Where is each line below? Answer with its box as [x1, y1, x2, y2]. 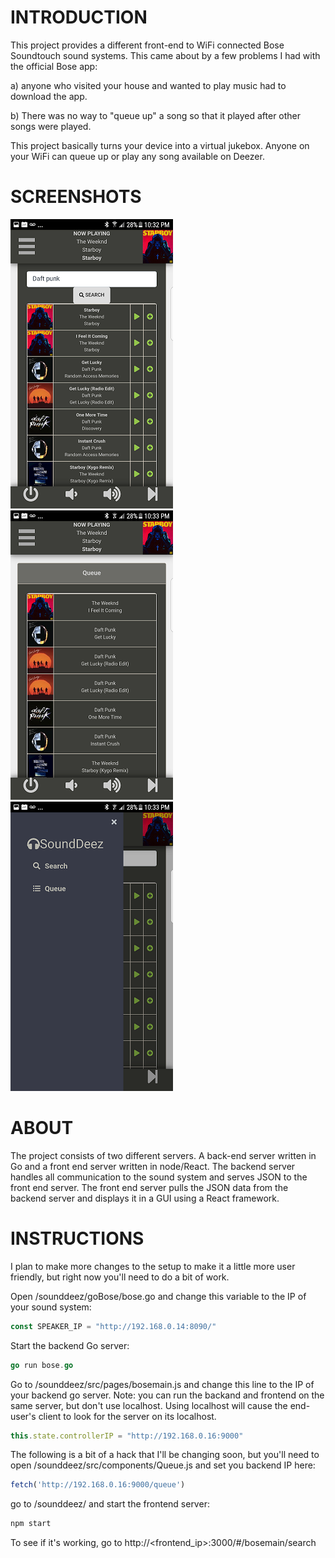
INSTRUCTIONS [10, 1227, 145, 1250]
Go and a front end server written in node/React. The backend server [10, 1160, 296, 1172]
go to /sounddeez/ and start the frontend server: [10, 1498, 210, 1510]
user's [10, 1410, 37, 1422]
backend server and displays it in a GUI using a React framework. [10, 1192, 280, 1204]
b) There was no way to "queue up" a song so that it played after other [10, 109, 302, 121]
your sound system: [10, 1301, 92, 1313]
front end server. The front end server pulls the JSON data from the [10, 1181, 289, 1193]
